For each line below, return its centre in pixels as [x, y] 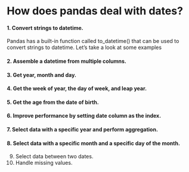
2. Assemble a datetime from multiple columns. [67, 61]
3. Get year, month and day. [42, 75]
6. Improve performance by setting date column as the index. [84, 116]
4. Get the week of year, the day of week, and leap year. [77, 88]
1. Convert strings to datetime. [45, 27]
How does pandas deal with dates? [95, 11]
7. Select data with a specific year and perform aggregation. [83, 129]
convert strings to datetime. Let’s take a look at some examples [84, 47]
